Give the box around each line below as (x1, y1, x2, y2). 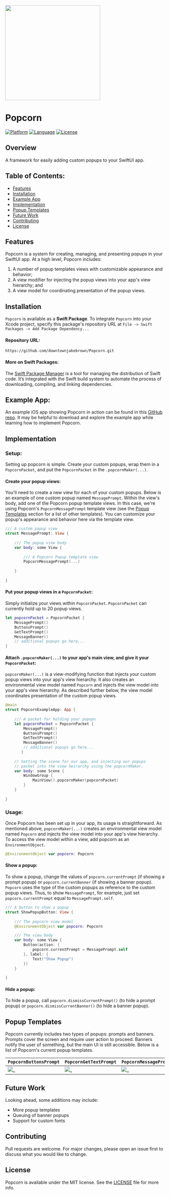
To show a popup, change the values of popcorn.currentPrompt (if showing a (5, 873, 165, 880)
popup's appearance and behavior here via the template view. (5, 516, 135, 523)
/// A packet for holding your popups (14, 716, 96, 722)
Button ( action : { (23, 942, 60, 947)
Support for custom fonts (12, 1118, 65, 1124)
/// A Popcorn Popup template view (23, 554, 99, 560)
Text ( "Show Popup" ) (32, 957, 73, 962)
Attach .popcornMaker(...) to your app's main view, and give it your (5, 654, 149, 660)
